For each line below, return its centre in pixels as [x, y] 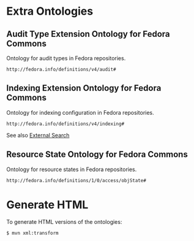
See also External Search [38, 135]
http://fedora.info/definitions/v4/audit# [61, 69]
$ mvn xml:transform [33, 233]
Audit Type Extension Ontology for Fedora [88, 34]
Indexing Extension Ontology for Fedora [84, 88]
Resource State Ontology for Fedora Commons [97, 155]
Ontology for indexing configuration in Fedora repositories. [80, 112]
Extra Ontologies [50, 11]
